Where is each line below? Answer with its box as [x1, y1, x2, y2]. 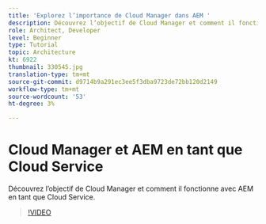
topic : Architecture [8, 48, 77, 56]
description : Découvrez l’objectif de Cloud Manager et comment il [8, 19, 236, 27]
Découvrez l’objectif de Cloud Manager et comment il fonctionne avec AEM [8, 184, 254, 194]
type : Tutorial [8, 41, 59, 49]
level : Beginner [8, 33, 62, 42]
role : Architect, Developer [8, 26, 101, 34]
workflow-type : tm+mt [8, 85, 80, 93]
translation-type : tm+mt [8, 70, 90, 78]
